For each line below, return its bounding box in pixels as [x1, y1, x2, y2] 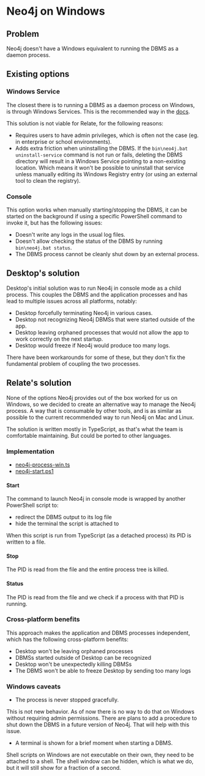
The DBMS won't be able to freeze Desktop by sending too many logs [15, 667, 192, 674]
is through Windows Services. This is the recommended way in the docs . [6, 108, 190, 115]
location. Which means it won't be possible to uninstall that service [15, 164, 184, 171]
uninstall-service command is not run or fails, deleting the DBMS [15, 151, 183, 158]
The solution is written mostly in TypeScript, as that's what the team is [6, 425, 184, 432]
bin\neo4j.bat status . [15, 243, 72, 251]
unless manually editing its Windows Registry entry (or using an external [15, 170, 198, 178]
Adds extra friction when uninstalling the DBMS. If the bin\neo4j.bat [15, 144, 188, 152]
